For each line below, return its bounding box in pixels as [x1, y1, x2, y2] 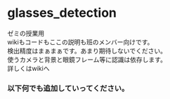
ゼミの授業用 [7, 29, 44, 37]
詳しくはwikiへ [7, 64, 50, 72]
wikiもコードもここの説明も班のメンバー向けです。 [7, 37, 154, 46]
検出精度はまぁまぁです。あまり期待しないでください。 [7, 46, 167, 55]
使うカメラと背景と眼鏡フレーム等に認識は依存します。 [7, 55, 167, 64]
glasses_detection [7, 5, 117, 21]
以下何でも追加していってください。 [7, 83, 129, 93]
